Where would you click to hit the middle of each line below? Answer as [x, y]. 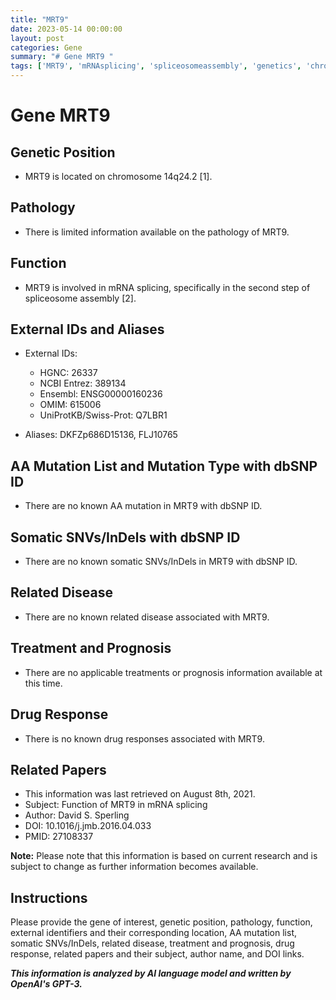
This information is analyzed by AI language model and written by [151, 973]
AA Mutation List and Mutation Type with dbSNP [164, 466]
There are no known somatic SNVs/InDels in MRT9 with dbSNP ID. [161, 562]
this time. [43, 683]
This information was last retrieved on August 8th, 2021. [140, 794]
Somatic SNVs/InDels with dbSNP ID [125, 537]
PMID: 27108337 [59, 837]
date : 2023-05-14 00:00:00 [66, 29]
